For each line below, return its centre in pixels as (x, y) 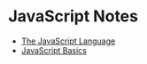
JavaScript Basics (54, 50)
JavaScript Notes (73, 16)
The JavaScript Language (68, 41)
